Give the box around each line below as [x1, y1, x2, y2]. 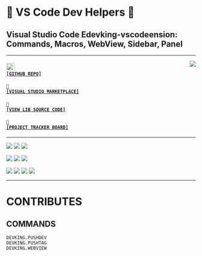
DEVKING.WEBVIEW [6, 245, 47, 251]
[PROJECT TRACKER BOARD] [6, 125, 69, 131]
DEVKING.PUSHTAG [6, 240, 47, 246]
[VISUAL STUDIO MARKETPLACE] [6, 89, 79, 95]
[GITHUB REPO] [6, 70, 42, 77]
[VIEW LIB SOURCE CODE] [6, 107, 66, 113]
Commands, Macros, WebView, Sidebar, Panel [6, 39, 183, 49]
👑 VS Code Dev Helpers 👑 [6, 5, 135, 19]
